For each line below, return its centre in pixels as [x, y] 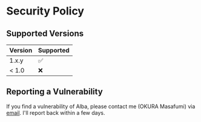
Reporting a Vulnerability [54, 92]
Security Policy [45, 11]
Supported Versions [45, 34]
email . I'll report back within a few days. [56, 112]
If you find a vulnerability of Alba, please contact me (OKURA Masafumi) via [101, 106]
